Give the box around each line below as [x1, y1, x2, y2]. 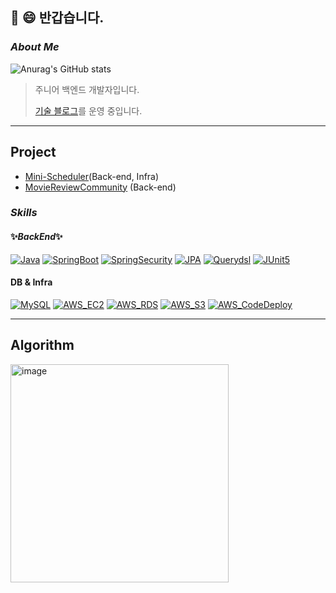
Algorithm [10, 337, 75, 354]
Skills [10, 206, 38, 220]
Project [10, 144, 57, 161]
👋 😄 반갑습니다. [10, 9, 105, 27]
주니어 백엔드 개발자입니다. [34, 83, 140, 95]
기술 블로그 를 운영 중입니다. [34, 104, 143, 117]
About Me [10, 40, 60, 54]
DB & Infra [10, 276, 53, 288]
